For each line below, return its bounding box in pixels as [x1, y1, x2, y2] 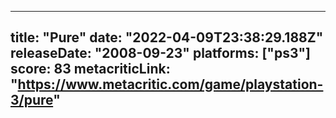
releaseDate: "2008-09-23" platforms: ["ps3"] [10, 45, 311, 62]
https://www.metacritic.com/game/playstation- [17, 76, 324, 93]
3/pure [10, 92, 54, 109]
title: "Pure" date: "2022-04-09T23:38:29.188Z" [10, 29, 324, 46]
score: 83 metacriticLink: [10, 61, 171, 78]
